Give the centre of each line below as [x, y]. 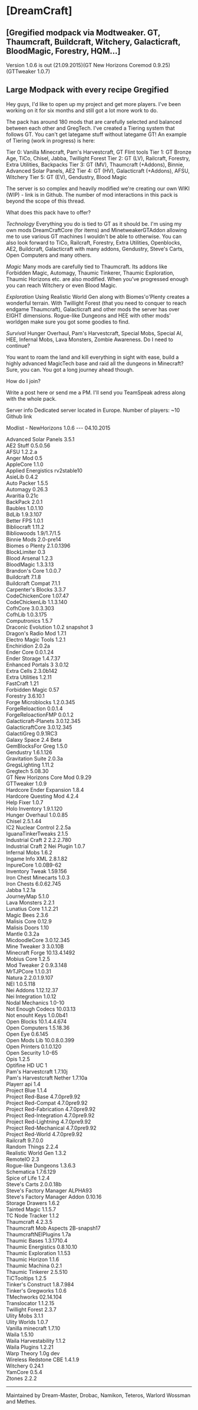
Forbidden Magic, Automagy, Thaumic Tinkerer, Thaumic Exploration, [90, 273]
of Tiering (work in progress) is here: [51, 140]
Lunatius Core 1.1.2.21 [32, 909]
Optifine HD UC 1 [27, 1065]
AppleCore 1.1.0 [25, 464]
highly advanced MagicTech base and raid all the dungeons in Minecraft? [95, 363]
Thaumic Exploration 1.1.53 [38, 1253]
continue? [18, 345]
